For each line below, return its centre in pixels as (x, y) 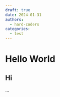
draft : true (18, 10)
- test (17, 34)
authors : (14, 19)
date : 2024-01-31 (23, 15)
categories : (18, 29)
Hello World (30, 59)
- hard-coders (24, 24)
